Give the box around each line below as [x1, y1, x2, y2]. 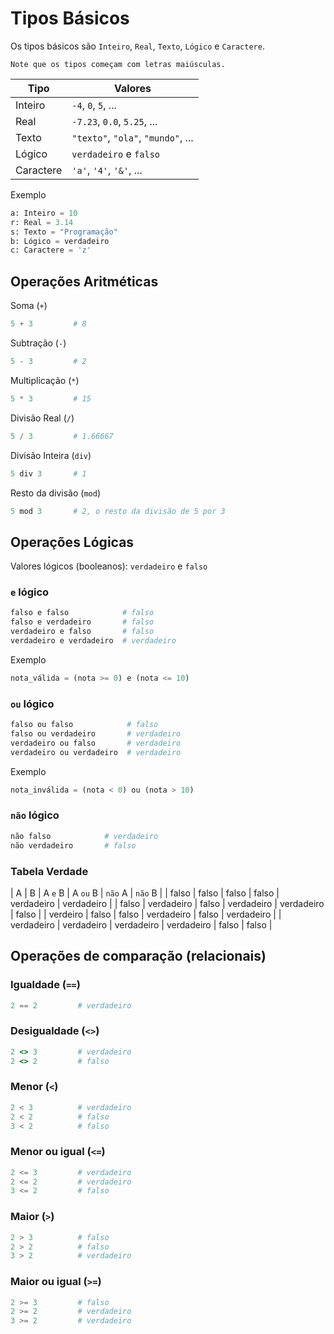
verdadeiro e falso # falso [10, 627, 155, 637]
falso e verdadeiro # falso [10, 617, 155, 627]
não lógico [10, 808, 60, 822]
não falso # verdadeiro [10, 831, 159, 841]
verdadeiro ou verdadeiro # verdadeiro [10, 747, 182, 757]
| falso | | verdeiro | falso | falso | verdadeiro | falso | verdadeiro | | [10, 908, 282, 920]
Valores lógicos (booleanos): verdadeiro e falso [10, 560, 208, 572]
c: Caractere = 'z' [10, 245, 92, 256]
